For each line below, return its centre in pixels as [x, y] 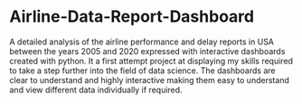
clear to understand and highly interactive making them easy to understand [149, 80]
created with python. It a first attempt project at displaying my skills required [151, 61]
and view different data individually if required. [96, 90]
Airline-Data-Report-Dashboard [132, 17]
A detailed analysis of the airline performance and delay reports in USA [142, 42]
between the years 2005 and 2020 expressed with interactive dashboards [147, 51]
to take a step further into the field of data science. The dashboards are [142, 71]
